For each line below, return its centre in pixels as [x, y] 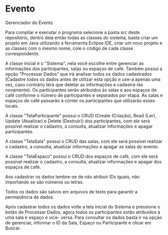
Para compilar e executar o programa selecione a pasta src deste [73, 32]
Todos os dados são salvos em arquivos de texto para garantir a [71, 191]
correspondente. [23, 54]
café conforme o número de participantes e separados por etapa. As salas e [84, 95]
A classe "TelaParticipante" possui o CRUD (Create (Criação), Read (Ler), [81, 115]
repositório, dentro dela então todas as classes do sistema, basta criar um [81, 38]
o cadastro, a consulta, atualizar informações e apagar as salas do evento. [82, 146]
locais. [12, 106]
